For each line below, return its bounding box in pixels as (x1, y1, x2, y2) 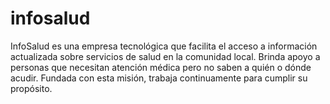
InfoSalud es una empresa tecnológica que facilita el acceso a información (10, 40, 318, 52)
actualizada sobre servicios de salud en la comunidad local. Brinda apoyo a (10, 50, 321, 62)
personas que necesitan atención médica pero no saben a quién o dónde (10, 61, 312, 73)
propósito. (10, 82, 53, 94)
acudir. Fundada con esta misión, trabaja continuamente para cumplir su (10, 72, 308, 84)
